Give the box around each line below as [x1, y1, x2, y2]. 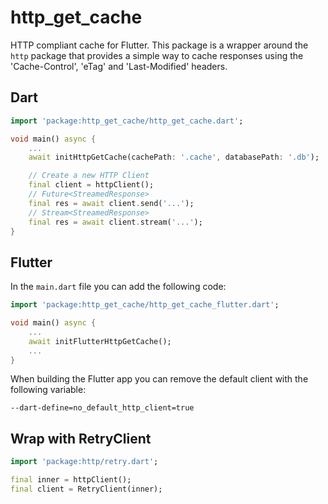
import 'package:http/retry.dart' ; [10, 457, 159, 467]
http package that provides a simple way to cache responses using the [10, 49, 304, 61]
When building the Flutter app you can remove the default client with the [10, 373, 309, 385]
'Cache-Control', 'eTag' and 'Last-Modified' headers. [10, 60, 228, 72]
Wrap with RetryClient [10, 430, 152, 447]
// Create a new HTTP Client [28, 171, 150, 181]
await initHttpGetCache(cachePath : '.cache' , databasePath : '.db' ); [28, 152, 320, 163]
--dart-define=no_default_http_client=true [10, 403, 195, 413]
